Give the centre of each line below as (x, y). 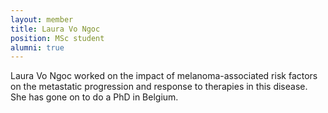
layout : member (42, 19)
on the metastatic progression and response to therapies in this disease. (159, 87)
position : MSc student (57, 38)
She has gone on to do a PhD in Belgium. (94, 97)
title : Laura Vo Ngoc (55, 29)
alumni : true (37, 47)
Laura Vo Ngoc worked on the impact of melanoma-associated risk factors (164, 76)
